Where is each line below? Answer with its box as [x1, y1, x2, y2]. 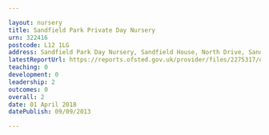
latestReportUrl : [8, 56, 66, 64]
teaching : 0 [8, 63, 48, 72]
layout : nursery [8, 18, 62, 26]
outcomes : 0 [8, 85, 48, 93]
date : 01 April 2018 [8, 101, 78, 109]
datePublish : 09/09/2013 [8, 108, 91, 116]
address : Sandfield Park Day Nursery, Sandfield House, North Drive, [8, 49, 246, 57]
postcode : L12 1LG [8, 41, 70, 49]
